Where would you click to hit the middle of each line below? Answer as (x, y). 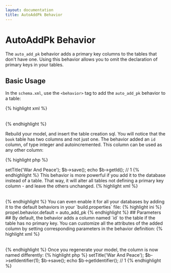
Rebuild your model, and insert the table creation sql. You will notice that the (86, 134)
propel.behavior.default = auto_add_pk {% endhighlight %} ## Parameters (83, 212)
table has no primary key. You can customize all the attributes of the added (84, 223)
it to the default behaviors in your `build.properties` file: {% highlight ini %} (83, 207)
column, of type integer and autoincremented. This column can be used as (84, 145)
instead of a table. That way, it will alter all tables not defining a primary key (85, 181)
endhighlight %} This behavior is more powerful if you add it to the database (86, 175)
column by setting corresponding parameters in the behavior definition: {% (84, 229)
